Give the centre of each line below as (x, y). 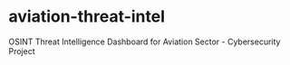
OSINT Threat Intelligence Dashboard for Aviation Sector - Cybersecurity (145, 42)
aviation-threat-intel (87, 17)
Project (22, 51)
